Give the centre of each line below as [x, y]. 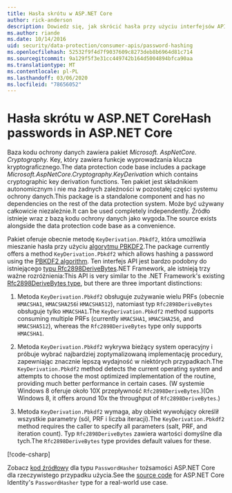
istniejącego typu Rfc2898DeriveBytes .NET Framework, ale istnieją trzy [109, 269]
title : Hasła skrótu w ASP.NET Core [60, 13]
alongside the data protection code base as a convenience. [91, 226]
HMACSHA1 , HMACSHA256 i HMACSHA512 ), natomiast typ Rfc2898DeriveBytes [115, 304]
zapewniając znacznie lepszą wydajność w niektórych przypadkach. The [120, 362]
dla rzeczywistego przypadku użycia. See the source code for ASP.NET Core [116, 475]
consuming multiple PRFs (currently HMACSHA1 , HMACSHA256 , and [105, 319]
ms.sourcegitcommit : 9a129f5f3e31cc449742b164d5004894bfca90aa [100, 59]
